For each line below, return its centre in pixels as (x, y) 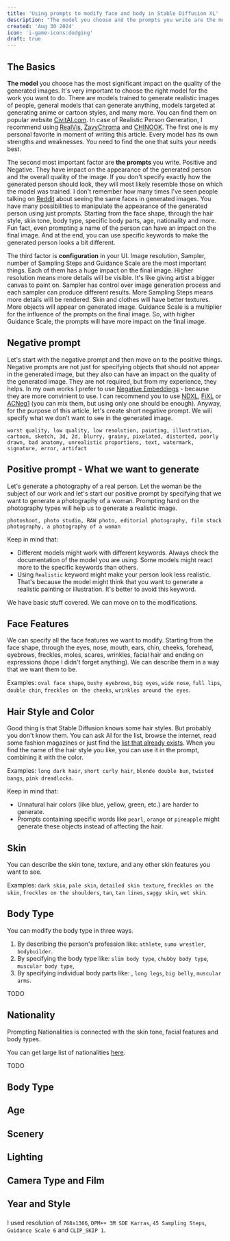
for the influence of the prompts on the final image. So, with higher (101, 314)
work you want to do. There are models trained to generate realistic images (113, 97)
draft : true (24, 39)
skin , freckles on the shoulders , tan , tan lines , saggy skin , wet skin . (107, 892)
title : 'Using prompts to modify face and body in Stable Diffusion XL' (113, 13)
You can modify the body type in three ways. (70, 930)
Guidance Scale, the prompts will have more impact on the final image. (107, 321)
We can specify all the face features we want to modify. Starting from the (110, 640)
